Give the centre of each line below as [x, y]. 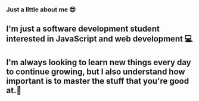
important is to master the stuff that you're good [98, 81]
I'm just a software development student [83, 29]
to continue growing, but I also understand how [96, 71]
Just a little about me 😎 [41, 10]
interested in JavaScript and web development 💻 [99, 39]
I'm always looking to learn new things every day [99, 62]
